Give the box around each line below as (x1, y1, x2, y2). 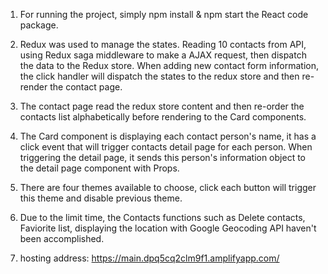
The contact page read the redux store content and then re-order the (19, 100, 305, 112)
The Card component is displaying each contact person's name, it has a (19, 130, 317, 142)
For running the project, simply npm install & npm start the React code (19, 9, 309, 20)
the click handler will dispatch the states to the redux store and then (19, 70, 300, 82)
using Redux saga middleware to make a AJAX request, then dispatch (19, 49, 307, 61)
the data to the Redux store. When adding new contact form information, (19, 60, 320, 71)
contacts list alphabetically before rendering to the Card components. (19, 111, 307, 123)
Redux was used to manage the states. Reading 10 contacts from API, (19, 39, 307, 50)
